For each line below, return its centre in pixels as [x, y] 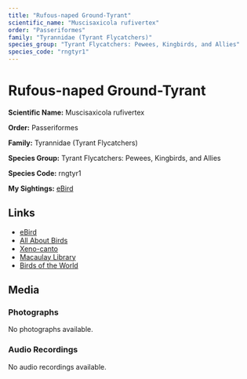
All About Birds [44, 240]
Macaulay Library [47, 257]
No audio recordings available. [58, 366]
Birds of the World [49, 265]
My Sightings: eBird [41, 188]
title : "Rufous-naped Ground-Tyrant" [70, 15]
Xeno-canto [39, 249]
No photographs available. [51, 330]
